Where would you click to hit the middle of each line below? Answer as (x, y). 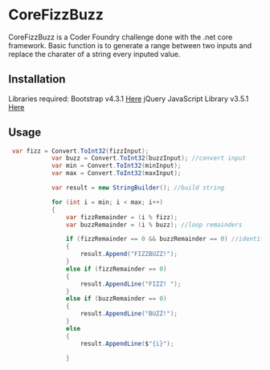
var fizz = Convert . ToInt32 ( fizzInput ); (80, 151)
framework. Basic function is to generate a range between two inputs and (130, 45)
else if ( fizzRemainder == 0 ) (116, 269)
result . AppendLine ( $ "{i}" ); (127, 344)
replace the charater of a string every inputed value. (94, 54)
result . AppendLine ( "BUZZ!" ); (129, 314)
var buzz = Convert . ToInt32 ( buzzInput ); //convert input (149, 158)
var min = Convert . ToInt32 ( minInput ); (116, 166)
